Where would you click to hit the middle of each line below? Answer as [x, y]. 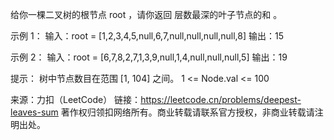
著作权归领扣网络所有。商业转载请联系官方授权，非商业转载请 [187, 112]
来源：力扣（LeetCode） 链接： [76, 99]
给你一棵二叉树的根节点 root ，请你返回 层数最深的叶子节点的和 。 [146, 14]
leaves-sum [34, 112]
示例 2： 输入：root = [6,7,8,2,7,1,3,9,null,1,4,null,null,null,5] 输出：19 [149, 57]
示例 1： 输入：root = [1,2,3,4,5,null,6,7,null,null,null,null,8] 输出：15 [147, 36]
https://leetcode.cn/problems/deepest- [221, 99]
